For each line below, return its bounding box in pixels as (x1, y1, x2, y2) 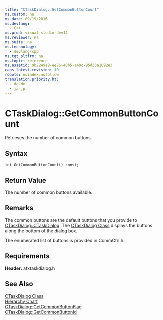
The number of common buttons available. (5, 189, 93, 195)
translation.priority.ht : (5, 77, 59, 82)
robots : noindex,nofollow (5, 72, 59, 77)
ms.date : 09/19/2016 (5, 16, 48, 21)
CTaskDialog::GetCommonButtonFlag (5, 303, 82, 310)
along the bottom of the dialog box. (5, 228, 77, 234)
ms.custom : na (5, 12, 35, 17)
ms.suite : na (5, 40, 32, 45)
